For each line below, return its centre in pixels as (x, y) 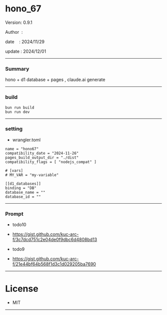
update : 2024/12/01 (26, 51)
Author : (14, 32)
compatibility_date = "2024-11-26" (42, 153)
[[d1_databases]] (23, 184)
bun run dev (17, 112)
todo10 (19, 225)
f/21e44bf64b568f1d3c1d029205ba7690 (54, 264)
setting (14, 129)
